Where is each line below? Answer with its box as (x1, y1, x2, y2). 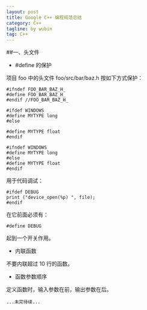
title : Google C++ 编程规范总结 (6, 15, 83, 21)
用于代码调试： (6, 177, 43, 184)
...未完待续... (6, 299, 41, 305)
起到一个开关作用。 (6, 234, 54, 242)
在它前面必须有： (6, 211, 49, 218)
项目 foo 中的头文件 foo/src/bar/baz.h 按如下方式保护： (6, 74, 143, 82)
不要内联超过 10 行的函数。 (6, 260, 73, 268)
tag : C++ (6, 31, 28, 37)
